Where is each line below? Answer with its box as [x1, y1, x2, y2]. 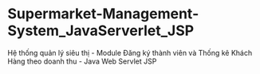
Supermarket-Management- [7, 5, 199, 23]
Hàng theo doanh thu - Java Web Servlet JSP [7, 56, 157, 66]
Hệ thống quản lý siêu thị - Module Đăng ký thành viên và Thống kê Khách [7, 48, 253, 57]
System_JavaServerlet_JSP [7, 21, 195, 40]
